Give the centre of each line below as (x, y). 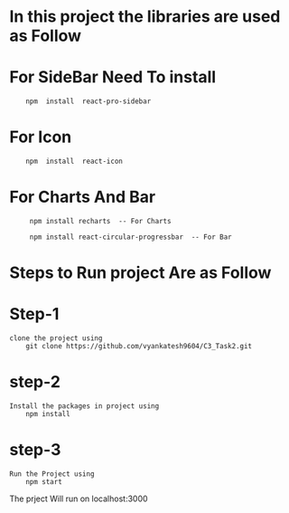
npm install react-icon (75, 161)
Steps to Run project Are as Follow (140, 273)
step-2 (35, 382)
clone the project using (56, 338)
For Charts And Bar (83, 197)
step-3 (35, 450)
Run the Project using (52, 474)
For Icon (41, 137)
